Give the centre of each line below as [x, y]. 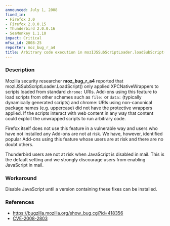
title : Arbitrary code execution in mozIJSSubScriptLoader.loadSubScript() [87, 52]
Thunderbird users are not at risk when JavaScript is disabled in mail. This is [85, 154]
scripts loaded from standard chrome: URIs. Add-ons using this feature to [81, 92]
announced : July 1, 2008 [31, 10]
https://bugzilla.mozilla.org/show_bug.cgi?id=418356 [68, 213]
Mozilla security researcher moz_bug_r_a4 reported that [65, 81]
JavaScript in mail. [25, 165]
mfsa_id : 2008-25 [24, 43]
